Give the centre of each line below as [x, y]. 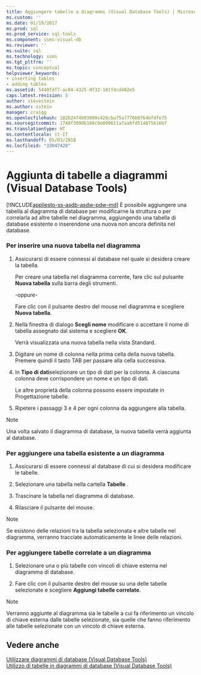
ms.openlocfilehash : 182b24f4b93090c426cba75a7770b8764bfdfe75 [87, 118]
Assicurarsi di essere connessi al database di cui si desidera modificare [103, 466]
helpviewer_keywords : [33, 73]
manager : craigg [26, 112]
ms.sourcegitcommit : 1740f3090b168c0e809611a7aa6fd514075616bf [87, 124]
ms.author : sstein [29, 106]
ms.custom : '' [24, 17]
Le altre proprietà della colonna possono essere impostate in [89, 390]
